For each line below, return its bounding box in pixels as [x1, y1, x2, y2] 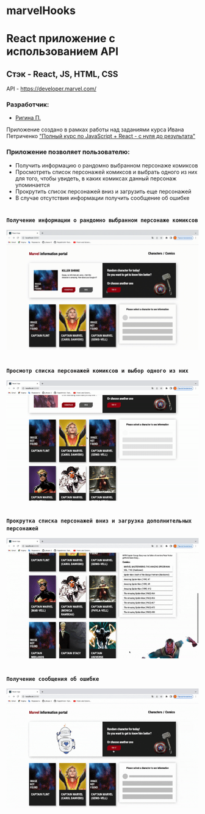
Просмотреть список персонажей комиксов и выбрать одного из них [15, 168, 198, 175]
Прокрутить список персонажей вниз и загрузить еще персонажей [15, 188, 192, 195]
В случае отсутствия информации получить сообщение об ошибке [15, 194, 190, 202]
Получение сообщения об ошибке [6, 675, 99, 682]
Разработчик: [6, 100, 49, 109]
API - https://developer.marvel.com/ [6, 85, 96, 92]
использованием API [6, 45, 119, 59]
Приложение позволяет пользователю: [6, 148, 130, 156]
